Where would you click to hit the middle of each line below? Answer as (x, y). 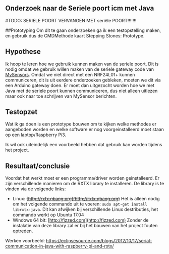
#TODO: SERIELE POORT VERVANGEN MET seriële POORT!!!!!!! (71, 20)
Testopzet (21, 112)
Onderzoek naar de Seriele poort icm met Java (80, 8)
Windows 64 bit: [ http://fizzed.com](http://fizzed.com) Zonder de (80, 220)
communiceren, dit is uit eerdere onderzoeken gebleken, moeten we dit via (83, 80)
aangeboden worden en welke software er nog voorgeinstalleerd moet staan (84, 130)
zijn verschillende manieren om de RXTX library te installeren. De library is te (85, 184)
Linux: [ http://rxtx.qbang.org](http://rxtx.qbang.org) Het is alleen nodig (86, 199)
